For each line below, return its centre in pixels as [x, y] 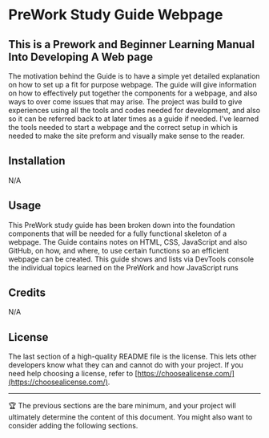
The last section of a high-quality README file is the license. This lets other [132, 357]
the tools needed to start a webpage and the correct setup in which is [123, 127]
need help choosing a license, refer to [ [73, 374]
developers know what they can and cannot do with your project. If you [126, 365]
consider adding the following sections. [73, 426]
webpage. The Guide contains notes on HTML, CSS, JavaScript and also [128, 241]
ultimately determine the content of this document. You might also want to [130, 417]
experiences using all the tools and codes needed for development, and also [134, 110]
